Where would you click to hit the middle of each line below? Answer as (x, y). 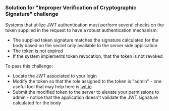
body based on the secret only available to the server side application (85, 46)
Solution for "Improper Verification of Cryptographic (71, 8)
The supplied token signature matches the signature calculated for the (86, 40)
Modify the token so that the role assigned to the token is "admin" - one (87, 81)
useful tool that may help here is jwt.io (52, 87)
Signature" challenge (32, 14)
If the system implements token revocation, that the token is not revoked (88, 56)
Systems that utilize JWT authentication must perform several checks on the (85, 25)
